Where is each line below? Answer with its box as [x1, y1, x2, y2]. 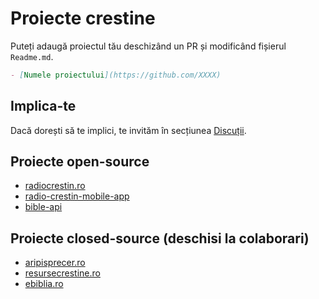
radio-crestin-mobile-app [24, 190, 130, 202]
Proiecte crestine [10, 7, 156, 30]
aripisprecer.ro [24, 257, 86, 269]
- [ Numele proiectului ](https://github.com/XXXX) [10, 70, 222, 80]
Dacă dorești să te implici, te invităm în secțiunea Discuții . [10, 124, 247, 136]
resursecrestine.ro [24, 267, 101, 279]
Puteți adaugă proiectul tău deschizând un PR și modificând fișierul [10, 40, 287, 52]
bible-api [24, 201, 63, 213]
